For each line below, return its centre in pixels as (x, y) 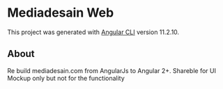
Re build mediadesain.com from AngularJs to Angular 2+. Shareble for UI (111, 70)
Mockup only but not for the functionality (66, 78)
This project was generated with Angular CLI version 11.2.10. (93, 32)
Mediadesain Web (61, 13)
